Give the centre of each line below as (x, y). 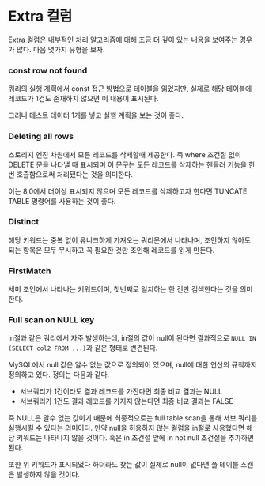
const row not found (48, 70)
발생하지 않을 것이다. (48, 474)
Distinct (24, 222)
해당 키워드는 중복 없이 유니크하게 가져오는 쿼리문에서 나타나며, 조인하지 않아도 (130, 240)
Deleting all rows (41, 137)
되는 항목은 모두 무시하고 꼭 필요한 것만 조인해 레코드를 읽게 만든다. (112, 250)
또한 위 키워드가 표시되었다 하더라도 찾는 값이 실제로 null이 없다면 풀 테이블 (123, 465)
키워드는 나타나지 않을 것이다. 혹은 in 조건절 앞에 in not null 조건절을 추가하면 (135, 438)
